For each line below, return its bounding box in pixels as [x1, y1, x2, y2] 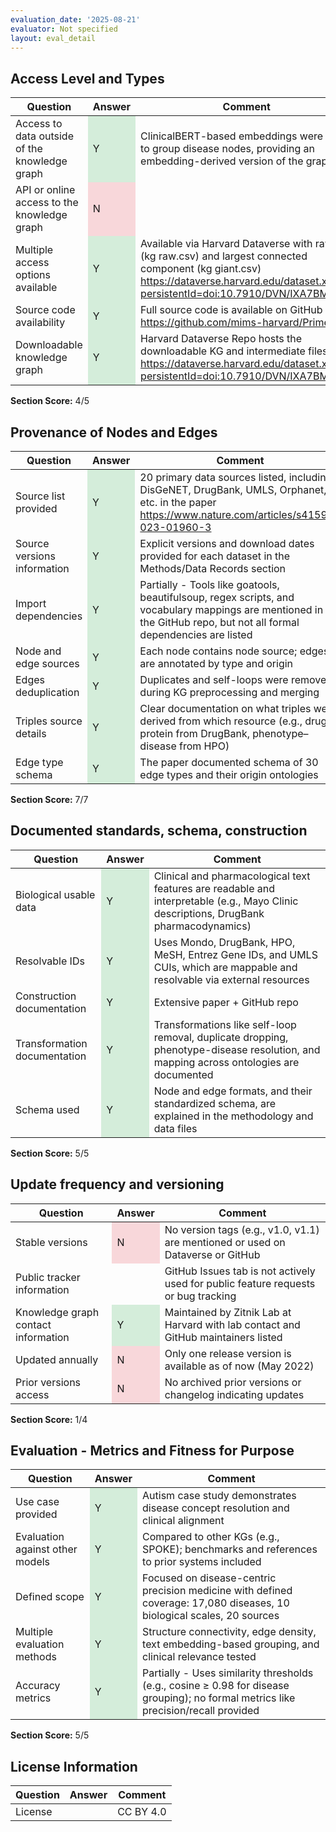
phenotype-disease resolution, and [153, 1042, 321, 1056]
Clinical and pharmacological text [153, 869, 311, 883]
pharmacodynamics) [153, 919, 252, 933]
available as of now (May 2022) [164, 1359, 315, 1373]
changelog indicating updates [164, 1387, 305, 1401]
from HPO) [179, 739, 230, 753]
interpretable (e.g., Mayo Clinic [153, 894, 299, 908]
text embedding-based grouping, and [142, 1637, 320, 1651]
